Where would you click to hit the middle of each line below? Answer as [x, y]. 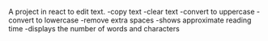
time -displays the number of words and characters [94, 29]
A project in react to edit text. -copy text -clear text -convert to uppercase [132, 12]
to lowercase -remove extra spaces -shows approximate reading [144, 20]
